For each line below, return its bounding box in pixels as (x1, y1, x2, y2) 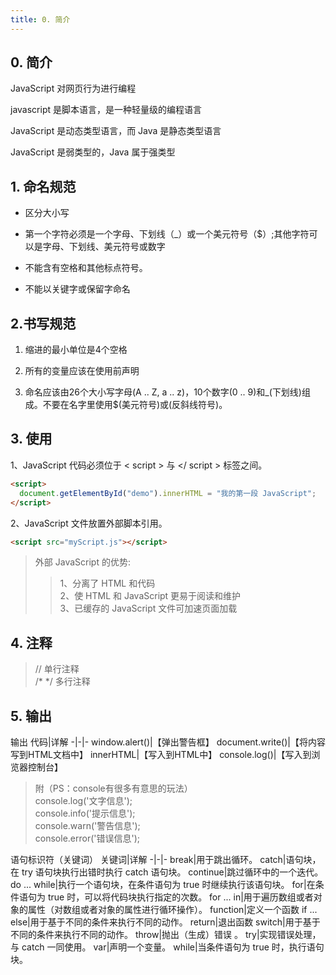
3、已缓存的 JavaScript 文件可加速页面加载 (59, 602, 238, 615)
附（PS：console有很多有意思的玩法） (34, 782, 193, 794)
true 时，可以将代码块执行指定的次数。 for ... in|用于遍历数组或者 (47, 891, 314, 903)
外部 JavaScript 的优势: (34, 556, 131, 568)
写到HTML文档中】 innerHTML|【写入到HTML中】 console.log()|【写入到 (10, 749, 312, 760)
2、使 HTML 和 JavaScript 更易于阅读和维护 (59, 590, 242, 602)
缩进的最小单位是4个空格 (24, 344, 128, 356)
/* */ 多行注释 (34, 676, 91, 688)
